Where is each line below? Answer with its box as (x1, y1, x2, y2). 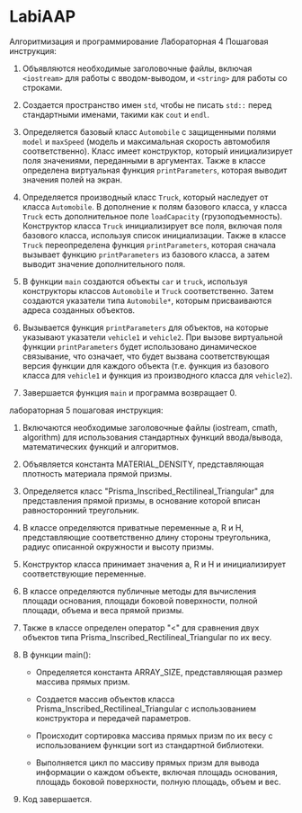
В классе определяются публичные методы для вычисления (22, 585, 257, 596)
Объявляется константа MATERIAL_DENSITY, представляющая (22, 459, 264, 469)
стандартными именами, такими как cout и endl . (22, 109, 209, 120)
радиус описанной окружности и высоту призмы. (22, 541, 215, 552)
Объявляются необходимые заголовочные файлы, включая (22, 63, 253, 74)
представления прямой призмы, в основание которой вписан (22, 495, 261, 505)
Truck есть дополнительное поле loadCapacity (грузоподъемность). (22, 210, 283, 221)
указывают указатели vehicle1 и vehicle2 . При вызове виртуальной (22, 331, 283, 343)
